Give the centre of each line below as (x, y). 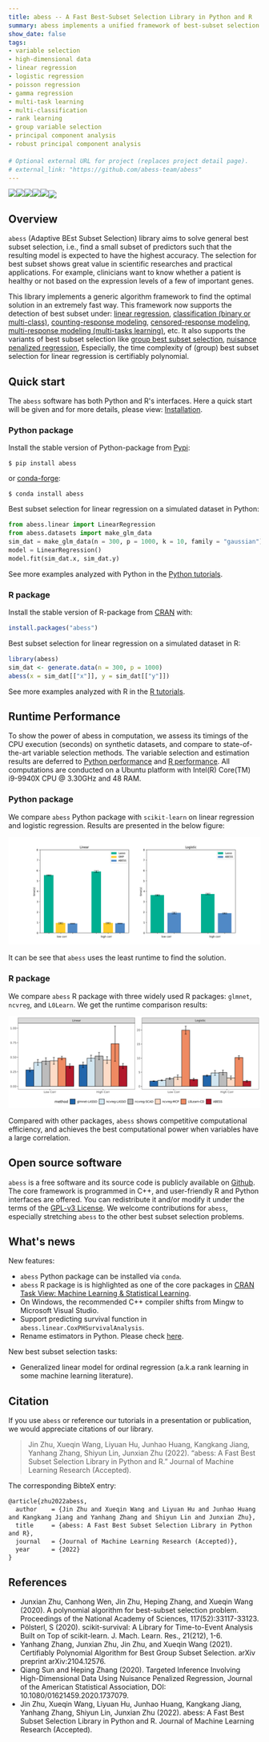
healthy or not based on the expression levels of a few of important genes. (131, 281)
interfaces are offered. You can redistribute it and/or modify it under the (126, 1199)
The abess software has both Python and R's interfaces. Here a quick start (130, 401)
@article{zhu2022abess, (48, 1502)
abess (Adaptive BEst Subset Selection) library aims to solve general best (128, 239)
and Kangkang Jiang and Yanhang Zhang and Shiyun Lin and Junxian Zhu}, (132, 1518)
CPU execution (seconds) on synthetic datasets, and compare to (115, 745)
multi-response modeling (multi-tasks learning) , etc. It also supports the (127, 331)
